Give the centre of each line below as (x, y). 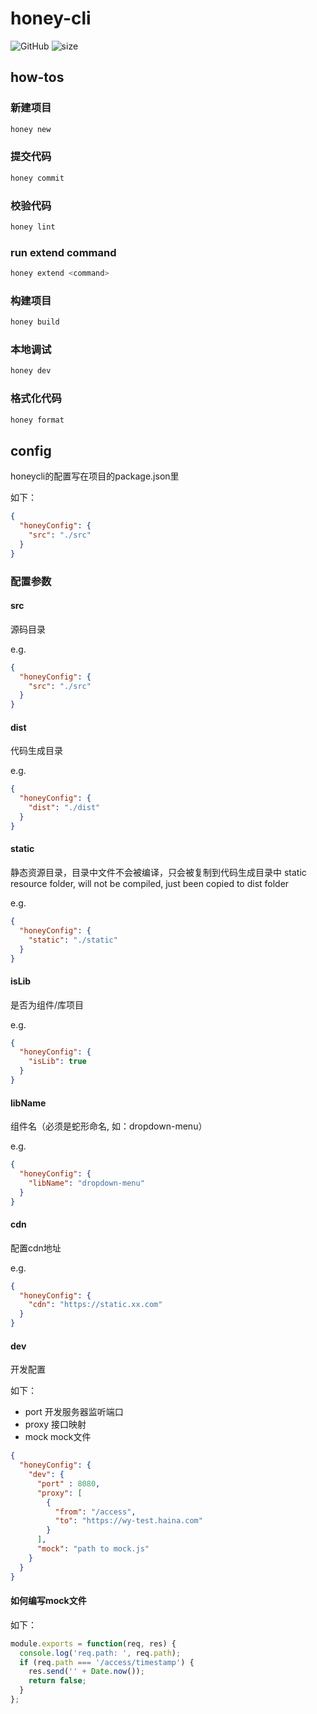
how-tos (37, 77)
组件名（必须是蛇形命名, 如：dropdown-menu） (109, 1126)
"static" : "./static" (73, 940)
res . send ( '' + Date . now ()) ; (86, 1672)
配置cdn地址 (36, 1248)
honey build (35, 322)
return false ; (57, 1681)
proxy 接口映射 (55, 1424)
